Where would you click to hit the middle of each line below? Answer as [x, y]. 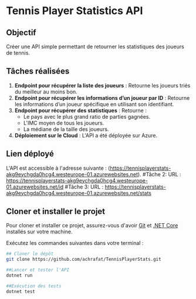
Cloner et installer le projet [56, 212]
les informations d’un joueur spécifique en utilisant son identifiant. [94, 104]
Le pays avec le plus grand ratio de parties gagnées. [87, 116]
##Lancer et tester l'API [38, 270]
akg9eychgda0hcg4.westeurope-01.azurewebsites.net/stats [79, 193]
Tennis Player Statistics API [75, 11]
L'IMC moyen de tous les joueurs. [64, 123]
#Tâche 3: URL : [84, 187]
